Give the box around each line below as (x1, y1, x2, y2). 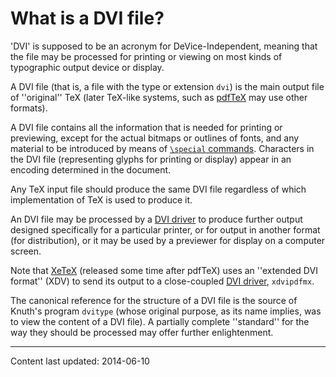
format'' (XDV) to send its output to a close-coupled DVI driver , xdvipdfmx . (10, 275, 315, 287)
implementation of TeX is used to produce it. (10, 193, 193, 206)
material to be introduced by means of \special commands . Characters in (10, 142, 315, 154)
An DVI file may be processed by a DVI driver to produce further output (10, 213, 303, 225)
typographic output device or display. (10, 61, 165, 73)
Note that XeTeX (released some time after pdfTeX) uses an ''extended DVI (10, 264, 318, 276)
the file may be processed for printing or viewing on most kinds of (10, 50, 283, 62)
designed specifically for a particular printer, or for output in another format (10, 223, 321, 236)
